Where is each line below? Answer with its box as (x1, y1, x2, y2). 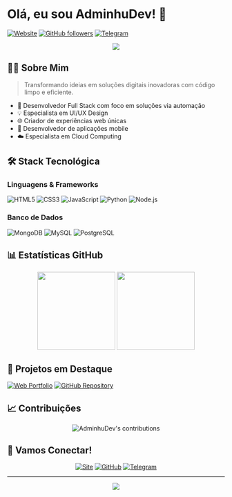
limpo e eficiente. (23, 88, 74, 96)
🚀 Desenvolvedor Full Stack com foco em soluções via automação (17, 101, 206, 109)
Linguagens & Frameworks (7, 180, 99, 190)
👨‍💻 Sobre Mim (7, 62, 69, 74)
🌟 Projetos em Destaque (7, 363, 113, 374)
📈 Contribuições (7, 402, 81, 414)
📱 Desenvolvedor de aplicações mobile (17, 124, 129, 132)
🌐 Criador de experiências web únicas (17, 116, 126, 125)
